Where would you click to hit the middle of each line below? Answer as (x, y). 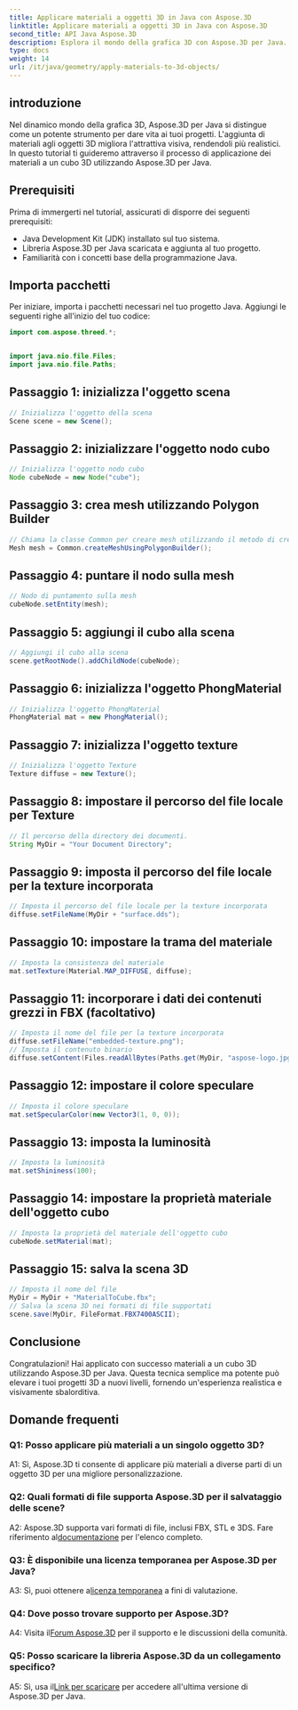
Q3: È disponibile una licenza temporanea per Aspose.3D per (143, 1560)
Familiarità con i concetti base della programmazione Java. (129, 257)
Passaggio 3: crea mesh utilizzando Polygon (134, 505)
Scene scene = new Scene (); (61, 421)
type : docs (29, 51)
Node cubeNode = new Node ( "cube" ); (75, 478)
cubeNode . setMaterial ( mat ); (61, 1241)
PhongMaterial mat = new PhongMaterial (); (89, 717)
